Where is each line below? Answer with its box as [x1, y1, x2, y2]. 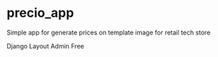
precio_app [6, 5, 75, 21]
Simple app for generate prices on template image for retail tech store [6, 28, 211, 37]
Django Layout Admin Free [6, 42, 85, 50]
